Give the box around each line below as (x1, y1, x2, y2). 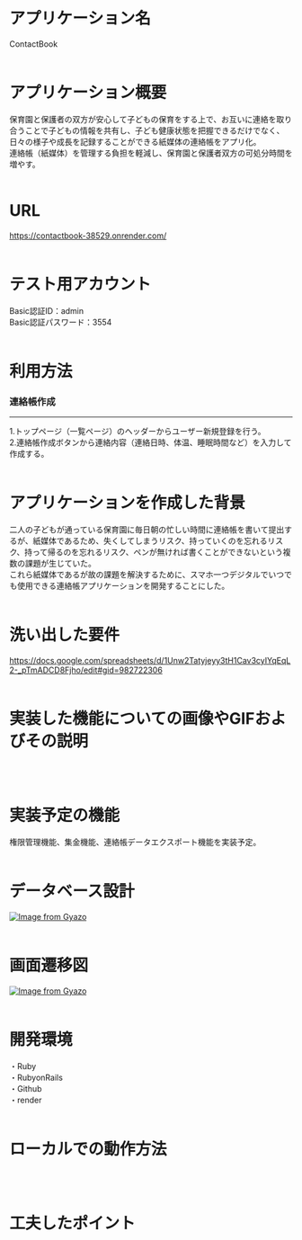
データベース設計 (9, 881, 135, 902)
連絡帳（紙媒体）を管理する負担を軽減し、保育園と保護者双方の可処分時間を (9, 147, 293, 158)
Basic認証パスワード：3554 (9, 317, 112, 327)
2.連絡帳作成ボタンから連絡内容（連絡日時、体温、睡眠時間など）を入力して (9, 437, 292, 448)
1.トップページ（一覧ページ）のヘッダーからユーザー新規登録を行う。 (9, 426, 267, 437)
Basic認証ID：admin (9, 305, 84, 316)
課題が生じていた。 (24, 558, 96, 569)
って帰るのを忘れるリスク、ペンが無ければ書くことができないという (31, 547, 283, 558)
